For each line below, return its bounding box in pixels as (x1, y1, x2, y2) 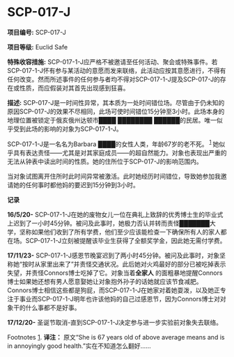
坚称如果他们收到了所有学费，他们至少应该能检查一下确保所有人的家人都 (19, 228, 227, 236)
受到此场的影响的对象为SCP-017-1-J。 (13, 125, 123, 133)
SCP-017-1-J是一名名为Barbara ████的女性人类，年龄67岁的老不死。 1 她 (7, 138, 219, 148)
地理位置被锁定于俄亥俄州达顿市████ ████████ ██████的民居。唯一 (7, 116, 217, 124)
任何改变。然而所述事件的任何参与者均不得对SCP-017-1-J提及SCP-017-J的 (7, 74, 221, 84)
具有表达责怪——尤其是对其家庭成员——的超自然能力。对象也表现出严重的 (13, 148, 227, 157)
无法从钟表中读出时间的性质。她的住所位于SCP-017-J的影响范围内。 (7, 157, 203, 166)
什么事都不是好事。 (25, 303, 81, 312)
